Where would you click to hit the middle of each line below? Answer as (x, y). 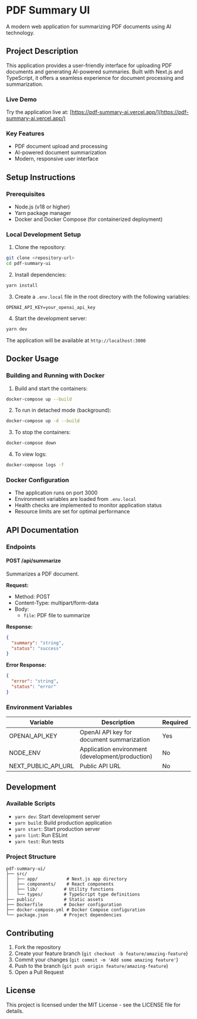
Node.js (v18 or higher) (42, 207)
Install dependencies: (40, 275)
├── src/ (17, 874)
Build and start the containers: (51, 388)
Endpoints (21, 547)
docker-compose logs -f (35, 465)
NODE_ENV (25, 753)
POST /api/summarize (34, 561)
